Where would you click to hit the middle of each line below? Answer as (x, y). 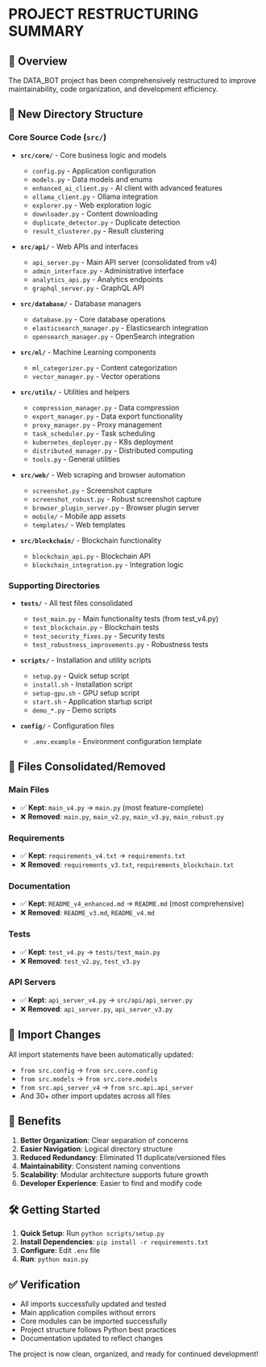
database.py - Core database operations (99, 319)
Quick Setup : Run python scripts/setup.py (92, 1234)
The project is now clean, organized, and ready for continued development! (133, 1354)
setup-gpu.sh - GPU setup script (85, 692)
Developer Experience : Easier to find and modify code (111, 1184)
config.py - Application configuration (94, 170)
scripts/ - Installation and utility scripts (85, 660)
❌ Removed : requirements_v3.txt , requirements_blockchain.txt (127, 864)
